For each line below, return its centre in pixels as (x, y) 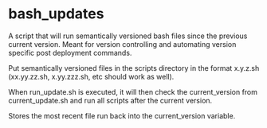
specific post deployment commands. (70, 52)
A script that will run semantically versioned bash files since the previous (128, 36)
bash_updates (56, 14)
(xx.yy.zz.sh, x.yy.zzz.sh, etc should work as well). (91, 76)
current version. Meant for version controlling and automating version (122, 44)
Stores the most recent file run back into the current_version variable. (122, 115)
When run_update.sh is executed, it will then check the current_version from (133, 91)
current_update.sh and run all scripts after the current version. (110, 100)
